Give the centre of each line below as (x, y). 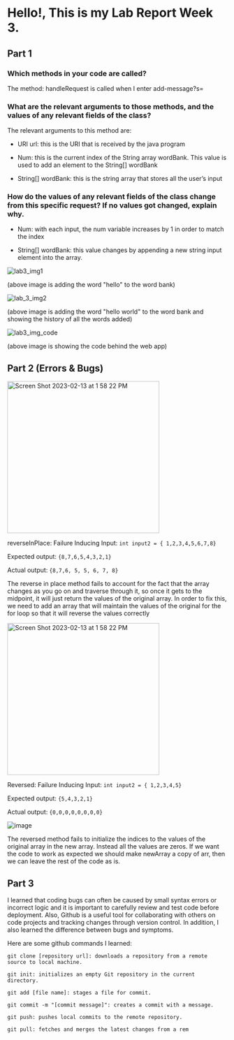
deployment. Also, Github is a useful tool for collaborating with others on (111, 915)
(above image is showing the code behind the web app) (87, 346)
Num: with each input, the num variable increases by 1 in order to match (121, 229)
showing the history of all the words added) (70, 319)
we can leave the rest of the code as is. (64, 861)
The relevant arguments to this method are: (70, 131)
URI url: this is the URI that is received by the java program (101, 144)
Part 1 (20, 53)
